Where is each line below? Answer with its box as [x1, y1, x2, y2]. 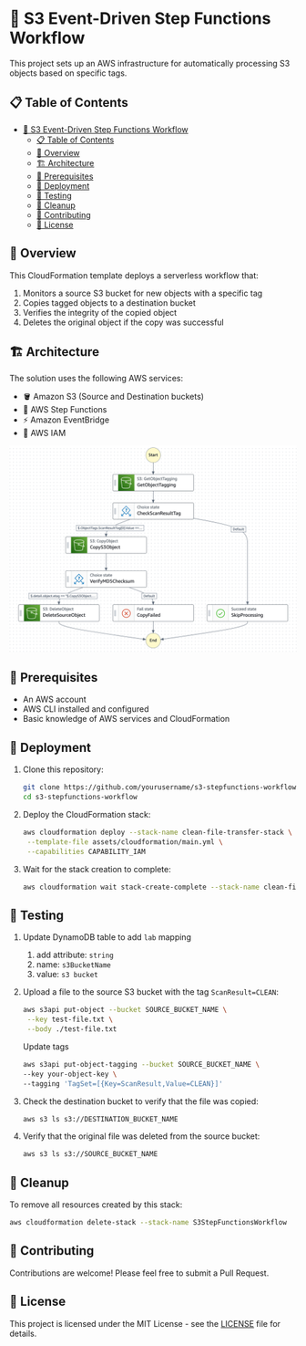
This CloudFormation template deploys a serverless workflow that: [9, 269, 260, 281]
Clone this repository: [22, 764, 104, 775]
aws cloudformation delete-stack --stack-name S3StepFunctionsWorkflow [9, 1218, 287, 1227]
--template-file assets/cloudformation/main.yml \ [26, 837, 223, 847]
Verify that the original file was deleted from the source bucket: [22, 1131, 260, 1142]
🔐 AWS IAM [22, 428, 66, 439]
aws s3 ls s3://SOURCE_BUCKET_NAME [22, 1150, 158, 1159]
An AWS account [22, 694, 87, 705]
